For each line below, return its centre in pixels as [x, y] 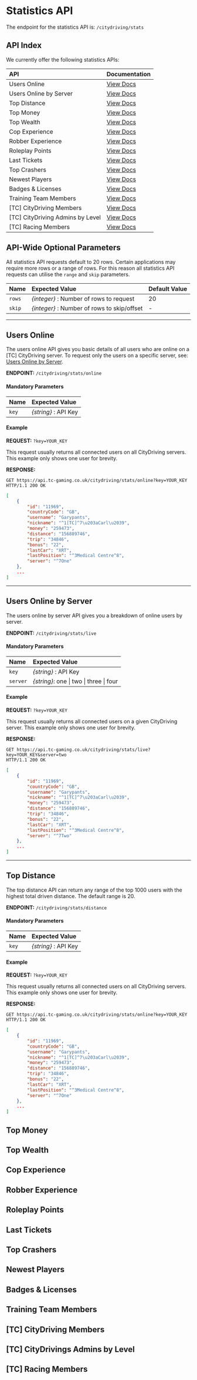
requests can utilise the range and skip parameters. [68, 274]
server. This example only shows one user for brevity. [71, 728]
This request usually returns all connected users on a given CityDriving [92, 721]
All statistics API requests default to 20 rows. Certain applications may [91, 261]
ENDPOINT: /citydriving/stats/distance [57, 907]
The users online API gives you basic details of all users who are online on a [98, 349]
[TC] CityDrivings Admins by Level [70, 1349]
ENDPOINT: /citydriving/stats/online [54, 373]
